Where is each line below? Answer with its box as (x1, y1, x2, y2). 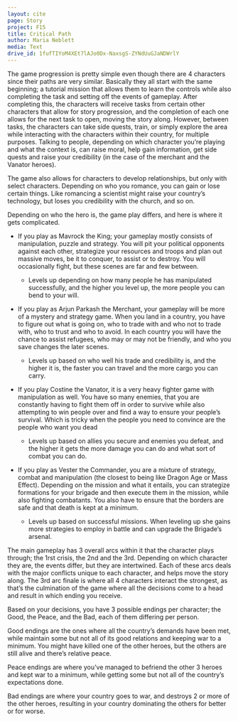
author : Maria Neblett (7, 37, 75, 44)
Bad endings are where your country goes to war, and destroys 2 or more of (7, 691, 230, 700)
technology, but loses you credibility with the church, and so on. (7, 196, 195, 205)
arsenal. (28, 532, 52, 540)
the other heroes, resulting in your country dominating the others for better (7, 699, 227, 707)
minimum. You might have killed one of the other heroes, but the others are (7, 641, 227, 650)
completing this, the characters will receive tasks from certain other (7, 100, 205, 108)
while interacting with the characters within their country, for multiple (7, 129, 210, 139)
